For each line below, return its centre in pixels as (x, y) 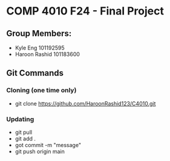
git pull (23, 132)
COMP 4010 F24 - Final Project (85, 11)
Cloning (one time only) (41, 90)
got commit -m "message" (48, 145)
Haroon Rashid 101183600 (47, 54)
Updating (20, 119)
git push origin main (40, 151)
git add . (25, 138)
